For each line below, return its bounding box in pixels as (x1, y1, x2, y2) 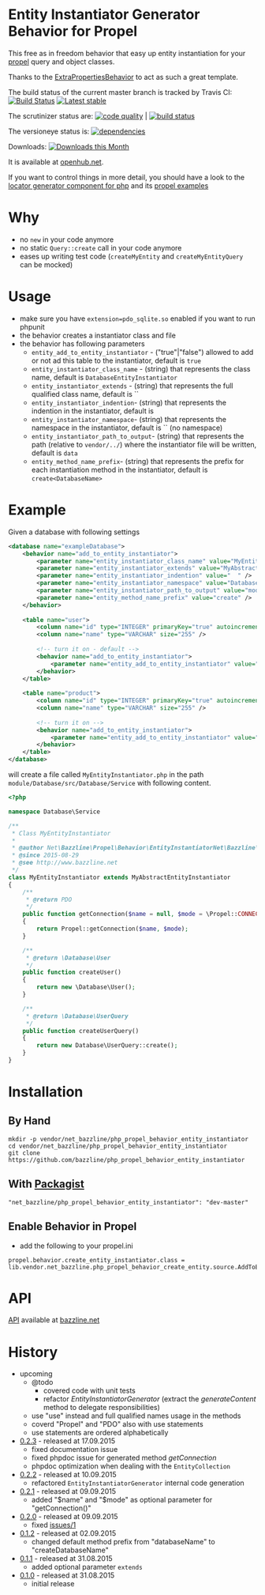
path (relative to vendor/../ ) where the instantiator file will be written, (31, 439, 257, 449)
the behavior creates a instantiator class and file (19, 330, 176, 340)
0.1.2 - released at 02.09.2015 (19, 1529, 117, 1538)
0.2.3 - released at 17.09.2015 (19, 1436, 116, 1446)
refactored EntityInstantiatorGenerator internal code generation (31, 1478, 244, 1488)
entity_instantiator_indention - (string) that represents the (31, 398, 227, 407)
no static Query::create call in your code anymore (19, 243, 182, 252)
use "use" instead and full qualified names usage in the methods (31, 1411, 241, 1420)
